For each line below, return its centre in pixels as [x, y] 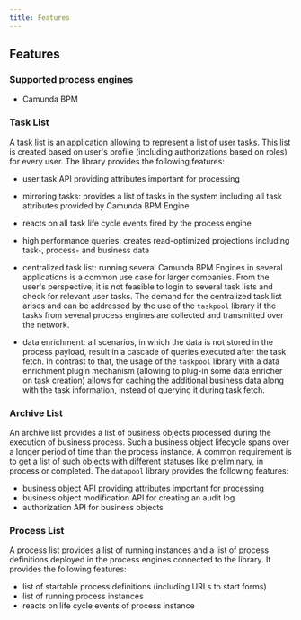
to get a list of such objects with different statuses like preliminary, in [136, 461]
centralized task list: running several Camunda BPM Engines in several [152, 267]
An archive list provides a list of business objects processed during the [141, 432]
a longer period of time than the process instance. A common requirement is [150, 451]
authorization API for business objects [93, 507]
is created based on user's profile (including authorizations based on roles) [148, 151]
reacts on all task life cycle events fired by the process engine [137, 223]
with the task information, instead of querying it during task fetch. [143, 390]
